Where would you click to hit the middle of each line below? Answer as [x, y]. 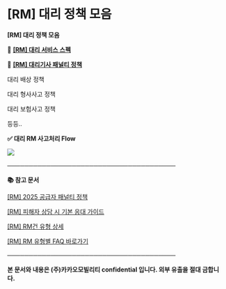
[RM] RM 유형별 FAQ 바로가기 [48, 241]
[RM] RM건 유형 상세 [35, 226]
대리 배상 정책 [26, 79]
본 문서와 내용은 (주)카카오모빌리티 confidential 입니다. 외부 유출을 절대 [104, 270]
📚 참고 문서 [23, 180]
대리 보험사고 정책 [31, 109]
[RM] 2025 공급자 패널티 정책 [48, 196]
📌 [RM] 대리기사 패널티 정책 [45, 64]
